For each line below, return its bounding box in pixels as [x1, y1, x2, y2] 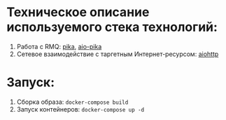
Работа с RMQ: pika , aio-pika [16, 42, 102, 51]
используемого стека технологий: [6, 19, 218, 35]
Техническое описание [6, 4, 150, 20]
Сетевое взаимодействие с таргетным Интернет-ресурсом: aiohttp [16, 50, 219, 58]
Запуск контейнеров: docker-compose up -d [16, 105, 145, 113]
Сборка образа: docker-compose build [16, 98, 129, 106]
